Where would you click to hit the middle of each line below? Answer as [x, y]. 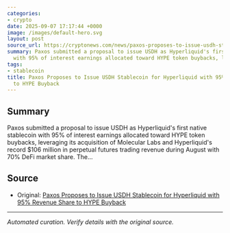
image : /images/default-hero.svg [55, 33]
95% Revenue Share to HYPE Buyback [72, 202]
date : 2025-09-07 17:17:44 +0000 [55, 26]
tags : [15, 64]
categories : [24, 13]
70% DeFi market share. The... [50, 157]
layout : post [26, 39]
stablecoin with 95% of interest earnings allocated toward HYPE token [106, 135]
